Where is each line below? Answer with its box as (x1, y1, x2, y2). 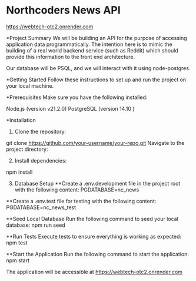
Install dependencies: (14, 157, 67, 164)
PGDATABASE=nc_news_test (6, 204, 77, 211)
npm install (6, 168, 33, 176)
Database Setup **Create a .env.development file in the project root (14, 180, 181, 187)
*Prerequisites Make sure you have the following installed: (6, 94, 148, 101)
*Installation (6, 116, 36, 124)
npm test (6, 239, 28, 246)
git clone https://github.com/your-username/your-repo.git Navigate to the (6, 139, 185, 146)
